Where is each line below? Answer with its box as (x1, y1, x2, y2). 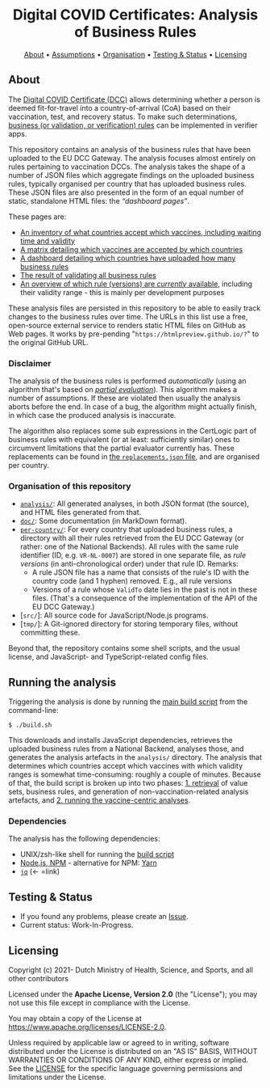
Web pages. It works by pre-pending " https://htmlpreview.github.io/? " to (8, 329, 260, 339)
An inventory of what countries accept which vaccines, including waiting (19, 227, 262, 237)
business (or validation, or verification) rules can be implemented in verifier (8, 120, 258, 130)
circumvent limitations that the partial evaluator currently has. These (8, 443, 235, 453)
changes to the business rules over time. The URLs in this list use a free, (8, 311, 248, 321)
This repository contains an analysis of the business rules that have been (8, 144, 251, 154)
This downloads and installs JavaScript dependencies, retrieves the (8, 736, 233, 745)
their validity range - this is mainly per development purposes (19, 287, 225, 297)
